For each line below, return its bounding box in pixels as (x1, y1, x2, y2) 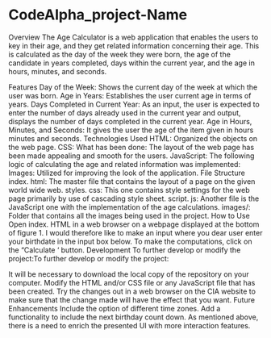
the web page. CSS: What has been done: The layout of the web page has (8, 142, 255, 152)
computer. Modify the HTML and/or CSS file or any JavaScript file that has (8, 277, 256, 287)
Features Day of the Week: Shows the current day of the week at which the (8, 82, 258, 92)
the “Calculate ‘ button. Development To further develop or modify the (8, 244, 241, 255)
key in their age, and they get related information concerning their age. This (8, 40, 260, 50)
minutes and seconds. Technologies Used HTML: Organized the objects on (8, 133, 258, 143)
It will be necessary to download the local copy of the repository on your (8, 269, 250, 279)
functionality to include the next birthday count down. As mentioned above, (8, 312, 259, 322)
